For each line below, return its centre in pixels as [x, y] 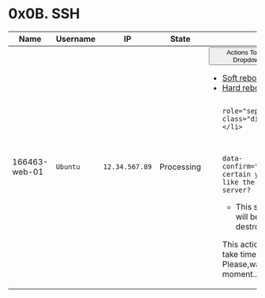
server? [236, 190]
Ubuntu [68, 167]
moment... [241, 273]
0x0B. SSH [44, 14]
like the [238, 182]
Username [76, 39]
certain [236, 174]
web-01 [28, 172]
